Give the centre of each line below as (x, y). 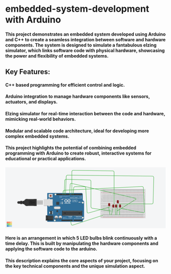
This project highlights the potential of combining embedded (71, 148)
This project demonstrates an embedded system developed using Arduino (85, 34)
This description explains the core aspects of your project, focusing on (82, 260)
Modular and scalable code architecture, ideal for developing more (77, 131)
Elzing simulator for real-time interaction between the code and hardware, (85, 113)
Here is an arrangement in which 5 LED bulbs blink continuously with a (81, 238)
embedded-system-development (77, 9)
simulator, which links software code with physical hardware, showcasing (85, 50)
